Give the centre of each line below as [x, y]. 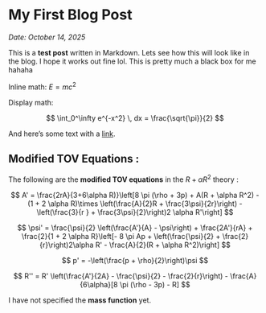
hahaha [21, 69]
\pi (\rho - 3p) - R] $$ [155, 285]
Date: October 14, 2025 [47, 37]
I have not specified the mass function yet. [80, 300]
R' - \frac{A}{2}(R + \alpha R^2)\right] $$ [163, 245]
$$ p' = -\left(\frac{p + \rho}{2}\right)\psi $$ [135, 261]
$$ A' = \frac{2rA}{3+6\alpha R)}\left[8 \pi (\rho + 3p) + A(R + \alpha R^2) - [135, 196]
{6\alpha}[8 [99, 285]
